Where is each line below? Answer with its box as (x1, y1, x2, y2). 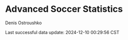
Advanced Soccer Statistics (5, 3, 123, 15)
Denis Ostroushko (5, 20, 42, 26)
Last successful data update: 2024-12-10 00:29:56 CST (5, 29, 120, 35)
